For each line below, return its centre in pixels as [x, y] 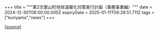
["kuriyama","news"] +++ [30, 17]
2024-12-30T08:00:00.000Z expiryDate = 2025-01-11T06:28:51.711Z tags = [79, 12]
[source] [13, 27]
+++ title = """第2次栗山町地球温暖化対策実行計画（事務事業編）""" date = [79, 7]
